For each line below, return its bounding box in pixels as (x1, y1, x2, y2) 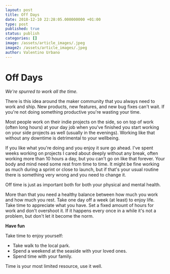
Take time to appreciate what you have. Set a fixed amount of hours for (5, 202, 154, 209)
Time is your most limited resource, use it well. (5, 263, 103, 269)
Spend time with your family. (12, 253, 73, 259)
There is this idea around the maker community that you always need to (5, 98, 155, 105)
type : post (5, 21, 28, 27)
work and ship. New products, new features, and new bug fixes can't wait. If (5, 104, 165, 110)
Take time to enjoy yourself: (5, 233, 63, 239)
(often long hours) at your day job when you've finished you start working (5, 124, 159, 130)
